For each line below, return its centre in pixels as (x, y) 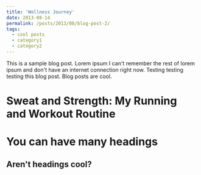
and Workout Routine (61, 114)
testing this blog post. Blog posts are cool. (59, 76)
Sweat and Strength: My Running (92, 101)
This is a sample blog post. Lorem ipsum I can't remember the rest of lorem (100, 63)
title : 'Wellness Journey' (41, 12)
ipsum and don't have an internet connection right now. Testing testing (95, 70)
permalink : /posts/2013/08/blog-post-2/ (58, 23)
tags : (13, 29)
